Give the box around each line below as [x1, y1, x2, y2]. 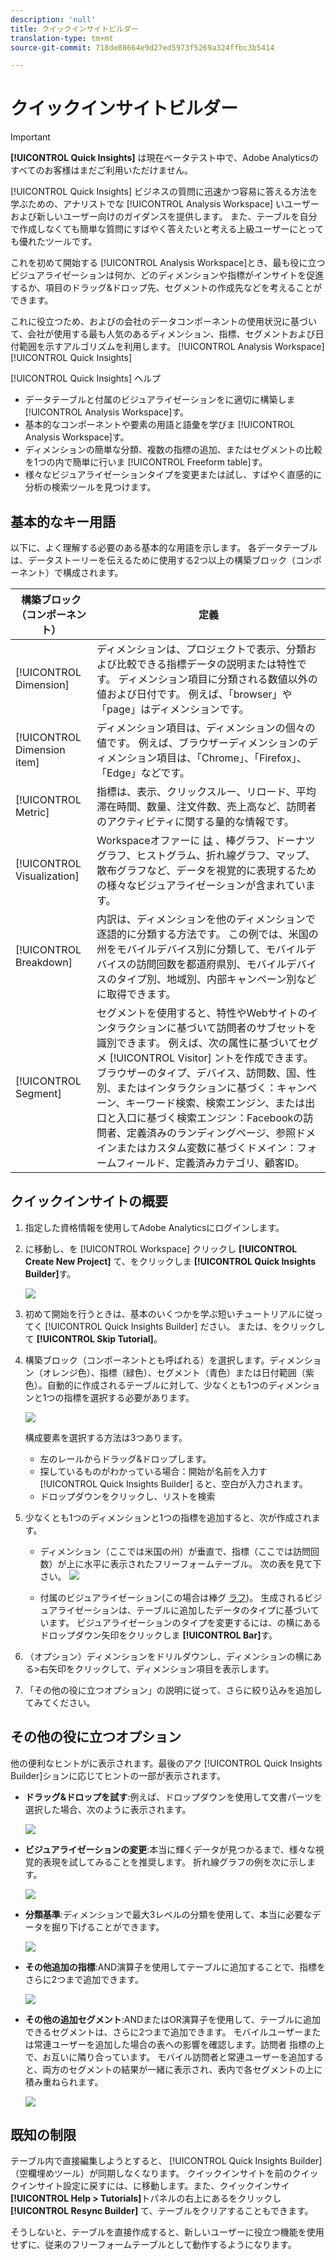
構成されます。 [62, 567, 124, 578]
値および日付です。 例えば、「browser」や [96, 687, 293, 701]
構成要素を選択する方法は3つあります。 [24, 1431, 188, 1443]
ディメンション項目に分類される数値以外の [118, 672, 318, 686]
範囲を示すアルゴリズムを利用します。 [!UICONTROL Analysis [18, 341, 273, 353]
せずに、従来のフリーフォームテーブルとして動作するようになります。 [10, 2239, 297, 2251]
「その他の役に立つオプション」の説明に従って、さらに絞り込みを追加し [24, 1684, 323, 1696]
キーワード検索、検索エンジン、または [125, 1096, 306, 1110]
